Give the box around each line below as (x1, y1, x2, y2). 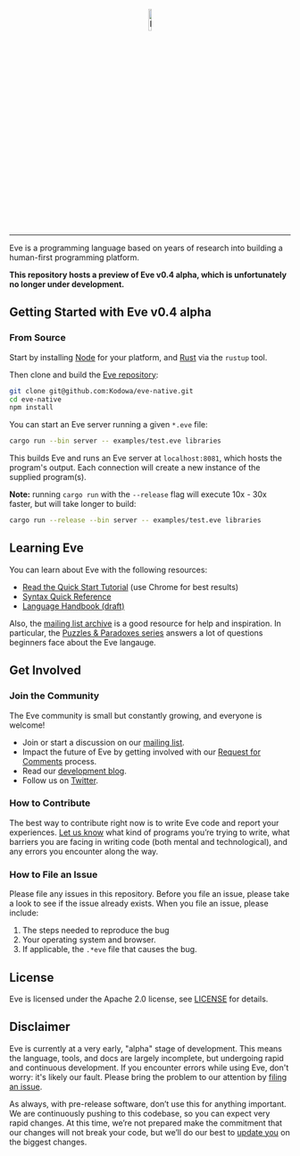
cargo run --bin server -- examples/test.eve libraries (9, 436, 221, 446)
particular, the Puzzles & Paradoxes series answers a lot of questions (9, 627, 263, 638)
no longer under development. (9, 279, 125, 290)
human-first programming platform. (9, 252, 140, 263)
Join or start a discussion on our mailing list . (21, 737, 185, 747)
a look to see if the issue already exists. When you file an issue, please (9, 899, 270, 909)
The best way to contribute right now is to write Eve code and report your (9, 817, 279, 828)
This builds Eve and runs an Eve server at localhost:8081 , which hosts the (9, 452, 283, 464)
